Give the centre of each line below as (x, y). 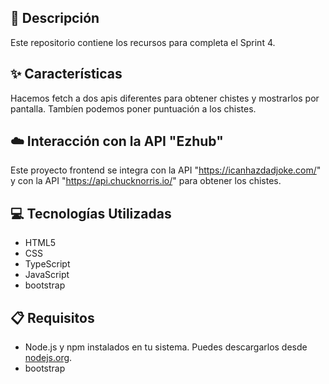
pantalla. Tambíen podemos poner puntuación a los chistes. (133, 108)
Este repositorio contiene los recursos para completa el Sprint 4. (143, 42)
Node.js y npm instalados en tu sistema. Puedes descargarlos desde (166, 347)
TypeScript (47, 264)
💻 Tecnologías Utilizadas (91, 213)
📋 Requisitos (52, 317)
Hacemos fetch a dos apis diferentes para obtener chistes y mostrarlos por (165, 98)
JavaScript (47, 275)
